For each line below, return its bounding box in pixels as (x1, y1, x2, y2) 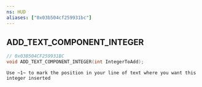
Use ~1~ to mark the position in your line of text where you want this (6, 70, 196, 76)
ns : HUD (6, 9, 26, 15)
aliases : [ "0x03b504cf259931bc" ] (6, 15, 92, 21)
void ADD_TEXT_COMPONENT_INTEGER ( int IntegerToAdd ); (6, 59, 144, 65)
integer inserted (6, 75, 51, 82)
